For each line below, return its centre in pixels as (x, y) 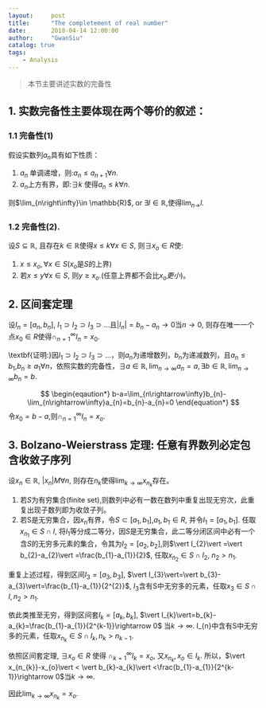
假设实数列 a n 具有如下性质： (54, 156)
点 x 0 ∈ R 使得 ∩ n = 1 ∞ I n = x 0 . (54, 337)
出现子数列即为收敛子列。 (69, 510)
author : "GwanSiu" (46, 38)
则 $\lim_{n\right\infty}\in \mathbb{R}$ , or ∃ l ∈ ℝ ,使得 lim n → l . (106, 203)
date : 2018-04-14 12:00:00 (64, 30)
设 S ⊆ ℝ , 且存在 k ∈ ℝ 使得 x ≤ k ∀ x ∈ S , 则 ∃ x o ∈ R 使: (96, 246)
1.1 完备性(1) (31, 136)
